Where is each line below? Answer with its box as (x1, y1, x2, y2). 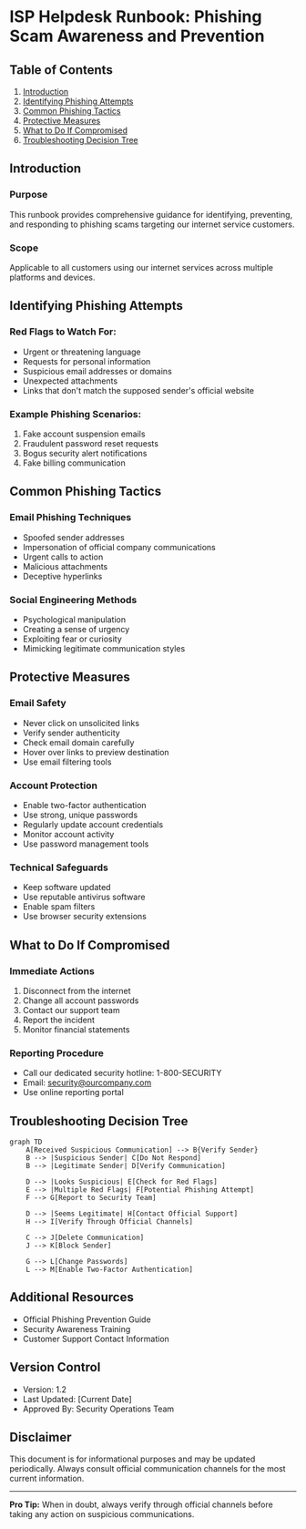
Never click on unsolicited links (22, 717, 139, 728)
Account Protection (9, 779, 98, 792)
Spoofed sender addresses (22, 531, 125, 543)
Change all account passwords (22, 995, 139, 1006)
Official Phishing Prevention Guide (22, 1314, 152, 1325)
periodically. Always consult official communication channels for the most (9, 1463, 286, 1474)
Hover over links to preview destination (22, 746, 170, 757)
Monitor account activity (22, 828, 115, 839)
